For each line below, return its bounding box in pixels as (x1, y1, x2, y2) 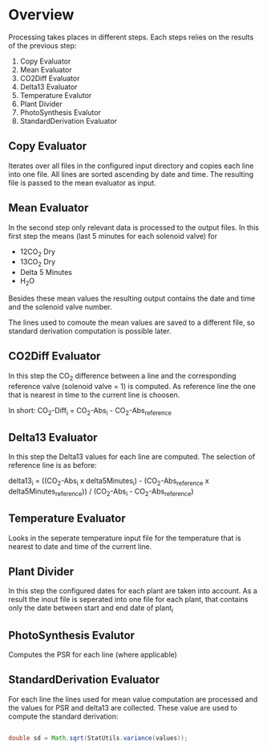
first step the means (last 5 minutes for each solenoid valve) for (8, 231, 218, 240)
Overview (8, 6, 75, 24)
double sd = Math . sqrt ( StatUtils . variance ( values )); (8, 734, 188, 742)
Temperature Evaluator (8, 512, 126, 526)
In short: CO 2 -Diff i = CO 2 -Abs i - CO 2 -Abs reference (8, 405, 172, 417)
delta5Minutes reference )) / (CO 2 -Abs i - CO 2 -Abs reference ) (8, 486, 194, 498)
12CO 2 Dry (19, 247, 56, 258)
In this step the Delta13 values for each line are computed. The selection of (8, 452, 256, 461)
